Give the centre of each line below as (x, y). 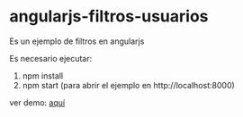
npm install (43, 75)
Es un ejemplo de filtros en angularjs (77, 41)
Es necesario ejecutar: (51, 58)
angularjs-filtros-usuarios (109, 17)
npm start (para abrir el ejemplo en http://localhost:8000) (129, 85)
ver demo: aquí (37, 102)
